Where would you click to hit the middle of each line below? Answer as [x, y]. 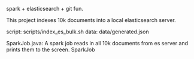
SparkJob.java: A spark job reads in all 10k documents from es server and [97, 43]
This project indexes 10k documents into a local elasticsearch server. [91, 20]
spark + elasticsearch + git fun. [45, 9]
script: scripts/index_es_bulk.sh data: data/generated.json [78, 32]
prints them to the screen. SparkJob [51, 49]
